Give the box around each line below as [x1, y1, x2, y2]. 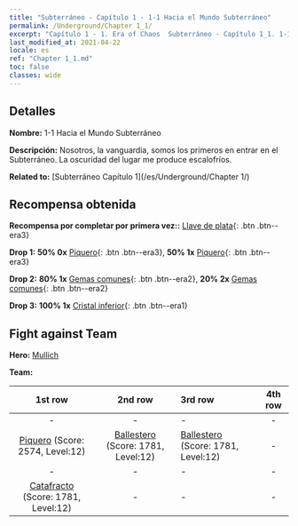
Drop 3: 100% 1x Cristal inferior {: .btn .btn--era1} [9, 300, 188, 311]
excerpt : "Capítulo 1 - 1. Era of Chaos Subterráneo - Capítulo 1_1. [9, 29, 276, 38]
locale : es [9, 46, 50, 55]
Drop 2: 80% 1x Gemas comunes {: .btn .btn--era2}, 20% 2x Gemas [9, 274, 257, 284]
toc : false [9, 63, 50, 72]
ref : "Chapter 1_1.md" [9, 54, 93, 63]
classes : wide [9, 71, 62, 80]
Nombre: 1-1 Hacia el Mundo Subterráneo [9, 127, 161, 138]
